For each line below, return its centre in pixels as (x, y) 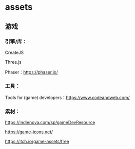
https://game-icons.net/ (29, 132)
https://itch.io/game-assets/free (37, 142)
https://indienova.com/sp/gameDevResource (50, 123)
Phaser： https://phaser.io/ (31, 72)
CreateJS (15, 52)
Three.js (13, 62)
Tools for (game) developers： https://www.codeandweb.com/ (67, 98)
